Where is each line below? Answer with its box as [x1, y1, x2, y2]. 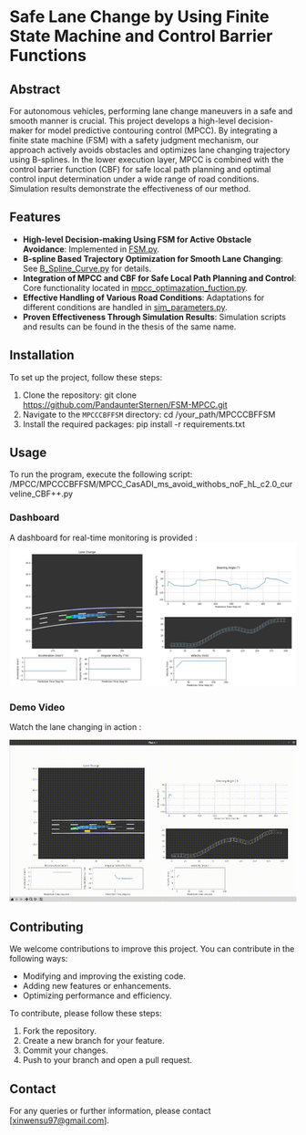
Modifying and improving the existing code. [22, 971, 187, 982]
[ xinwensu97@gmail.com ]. [9, 1115, 109, 1126]
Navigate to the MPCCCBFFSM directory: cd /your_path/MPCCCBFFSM [22, 409, 276, 420]
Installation [9, 348, 75, 363]
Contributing [9, 919, 84, 934]
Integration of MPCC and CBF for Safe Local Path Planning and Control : [22, 272, 297, 284]
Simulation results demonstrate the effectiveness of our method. [9, 183, 251, 193]
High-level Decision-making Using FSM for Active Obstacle [22, 234, 252, 245]
